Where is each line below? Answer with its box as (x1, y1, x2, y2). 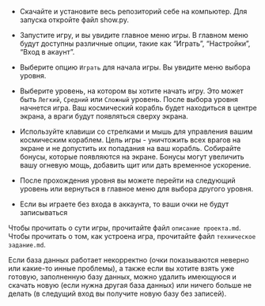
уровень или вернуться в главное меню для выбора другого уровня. (19, 184, 254, 193)
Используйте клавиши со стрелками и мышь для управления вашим (19, 127, 253, 136)
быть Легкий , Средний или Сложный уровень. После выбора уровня (19, 95, 239, 104)
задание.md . (8, 240, 46, 249)
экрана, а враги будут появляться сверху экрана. (19, 111, 188, 121)
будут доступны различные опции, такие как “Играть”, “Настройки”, (19, 39, 251, 48)
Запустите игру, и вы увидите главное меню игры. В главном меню (19, 31, 249, 40)
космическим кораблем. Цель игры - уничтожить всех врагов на (19, 135, 241, 145)
